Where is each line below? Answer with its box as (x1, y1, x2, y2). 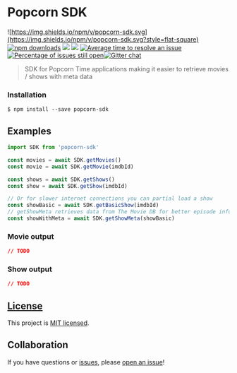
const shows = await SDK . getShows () (7, 176, 115, 183)
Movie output (7, 231, 54, 241)
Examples (7, 125, 51, 137)
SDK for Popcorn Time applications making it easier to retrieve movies (24, 64, 229, 73)
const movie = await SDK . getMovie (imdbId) (7, 163, 134, 170)
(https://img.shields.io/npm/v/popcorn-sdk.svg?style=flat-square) (7, 35, 199, 43)
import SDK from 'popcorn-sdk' (7, 144, 99, 151)
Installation (7, 90, 47, 100)
